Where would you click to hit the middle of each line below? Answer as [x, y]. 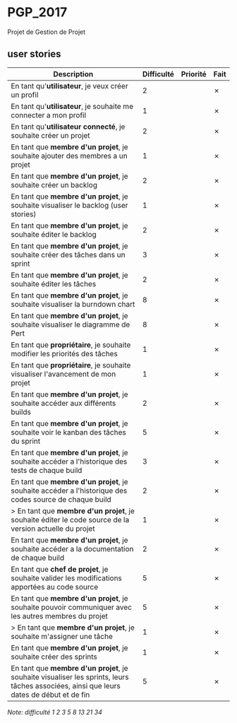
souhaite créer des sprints [54, 657]
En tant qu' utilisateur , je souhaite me [72, 106]
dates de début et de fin [50, 695]
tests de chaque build [47, 470]
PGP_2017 [37, 12]
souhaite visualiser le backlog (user [69, 205]
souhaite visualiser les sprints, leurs [70, 677]
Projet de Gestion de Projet [47, 32]
